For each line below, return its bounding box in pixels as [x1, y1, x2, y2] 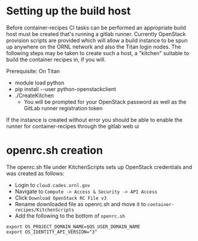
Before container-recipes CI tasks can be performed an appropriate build [6, 24, 187, 31]
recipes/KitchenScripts [14, 207, 75, 213]
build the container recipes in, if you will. [6, 56, 106, 63]
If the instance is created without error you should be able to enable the [6, 116, 183, 123]
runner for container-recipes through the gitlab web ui [6, 122, 139, 129]
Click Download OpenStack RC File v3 [14, 194, 107, 201]
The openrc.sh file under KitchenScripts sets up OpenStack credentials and [6, 163, 193, 170]
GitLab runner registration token [23, 104, 103, 112]
